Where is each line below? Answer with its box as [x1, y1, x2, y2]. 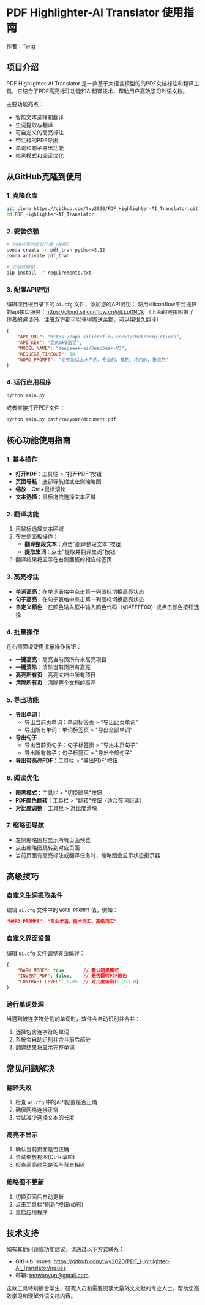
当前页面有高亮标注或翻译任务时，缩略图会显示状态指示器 [15, 851, 160, 859]
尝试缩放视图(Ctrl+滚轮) [15, 1153, 75, 1161]
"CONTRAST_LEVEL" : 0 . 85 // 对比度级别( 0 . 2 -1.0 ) [17, 979, 139, 985]
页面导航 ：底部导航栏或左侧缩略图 [15, 478, 102, 485]
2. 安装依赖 [6, 227, 39, 236]
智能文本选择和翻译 [15, 113, 64, 120]
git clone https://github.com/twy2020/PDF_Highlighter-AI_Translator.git [6, 206, 199, 212]
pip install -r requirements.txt [6, 270, 92, 276]
